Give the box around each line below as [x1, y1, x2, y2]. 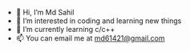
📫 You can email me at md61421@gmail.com [15, 33, 166, 43]
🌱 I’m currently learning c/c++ [15, 25, 115, 33]
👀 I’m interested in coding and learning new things [15, 16, 182, 25]
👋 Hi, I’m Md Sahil [15, 8, 75, 17]
